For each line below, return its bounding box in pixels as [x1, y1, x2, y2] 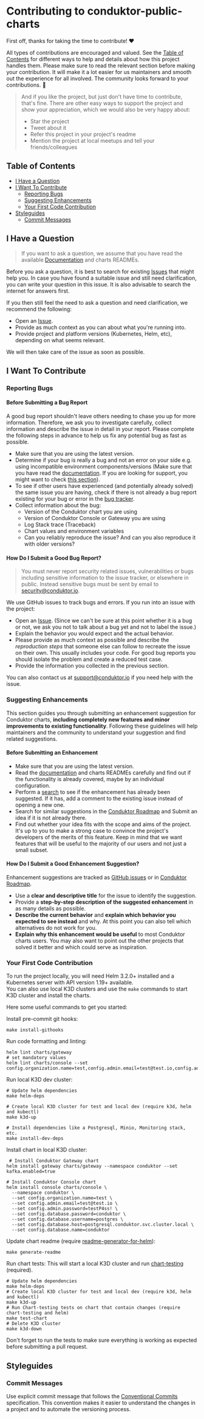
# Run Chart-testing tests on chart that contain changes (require [6, 1305, 181, 1311]
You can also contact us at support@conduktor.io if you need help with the [6, 674, 193, 681]
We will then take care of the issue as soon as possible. [6, 348, 145, 356]
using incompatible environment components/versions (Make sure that [15, 463, 192, 470]
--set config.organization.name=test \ [12, 1195, 113, 1201]
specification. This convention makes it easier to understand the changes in [6, 1399, 196, 1406]
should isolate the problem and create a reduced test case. [15, 655, 163, 663]
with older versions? [24, 540, 75, 547]
